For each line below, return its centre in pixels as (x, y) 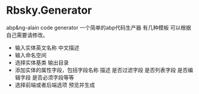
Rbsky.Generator (49, 10)
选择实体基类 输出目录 (42, 62)
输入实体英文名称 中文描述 (47, 48)
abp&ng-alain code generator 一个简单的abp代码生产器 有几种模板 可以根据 (99, 27)
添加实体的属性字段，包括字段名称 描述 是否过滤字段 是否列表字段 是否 (101, 70)
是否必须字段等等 (53, 77)
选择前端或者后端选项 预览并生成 (55, 84)
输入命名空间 (30, 55)
